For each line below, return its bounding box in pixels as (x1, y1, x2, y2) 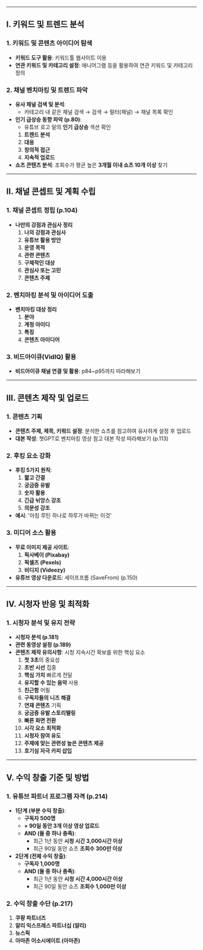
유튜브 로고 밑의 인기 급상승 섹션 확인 (24, 123, 111, 130)
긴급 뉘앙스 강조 (24, 497, 62, 504)
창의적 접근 (24, 146, 50, 153)
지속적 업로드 (24, 153, 56, 161)
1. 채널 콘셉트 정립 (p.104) (6, 206, 78, 215)
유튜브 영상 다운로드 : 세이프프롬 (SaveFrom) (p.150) (14, 574, 138, 581)
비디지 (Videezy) (24, 566, 66, 574)
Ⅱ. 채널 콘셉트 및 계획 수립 (6, 186, 96, 197)
